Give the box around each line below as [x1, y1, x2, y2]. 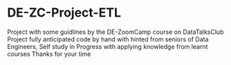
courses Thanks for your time [7, 50, 91, 58]
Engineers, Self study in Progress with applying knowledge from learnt [7, 42, 208, 50]
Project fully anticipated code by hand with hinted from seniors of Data [7, 35, 209, 43]
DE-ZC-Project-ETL [7, 5, 121, 21]
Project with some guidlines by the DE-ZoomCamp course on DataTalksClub [7, 28, 224, 36]
